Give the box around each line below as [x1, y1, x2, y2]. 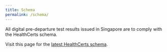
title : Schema [5, 7, 36, 13]
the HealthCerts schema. [5, 31, 57, 37]
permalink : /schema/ [5, 12, 49, 17]
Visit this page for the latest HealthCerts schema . [5, 41, 108, 47]
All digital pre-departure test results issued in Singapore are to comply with [5, 26, 162, 32]
